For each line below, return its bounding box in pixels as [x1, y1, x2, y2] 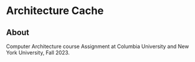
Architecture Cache [6, 4, 104, 18]
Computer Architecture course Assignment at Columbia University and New [6, 43, 189, 50]
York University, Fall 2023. [6, 49, 70, 56]
